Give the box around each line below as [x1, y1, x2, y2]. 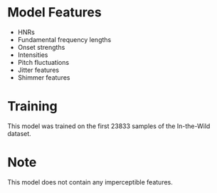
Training [7, 98, 58, 115]
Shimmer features [17, 73, 70, 82]
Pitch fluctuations [17, 58, 70, 66]
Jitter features [17, 66, 59, 74]
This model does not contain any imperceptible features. [7, 177, 173, 186]
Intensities [17, 51, 48, 59]
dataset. [7, 129, 32, 137]
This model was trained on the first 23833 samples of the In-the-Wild [7, 122, 211, 130]
